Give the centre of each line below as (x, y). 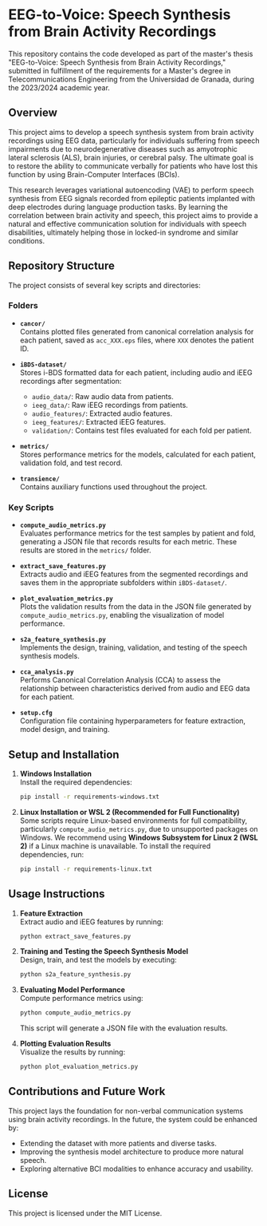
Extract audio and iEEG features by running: (91, 921)
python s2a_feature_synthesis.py (75, 975)
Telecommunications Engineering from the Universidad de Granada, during (132, 79)
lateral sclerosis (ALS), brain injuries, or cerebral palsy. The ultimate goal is (131, 157)
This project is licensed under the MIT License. (85, 1213)
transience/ (39, 479)
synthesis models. (49, 656)
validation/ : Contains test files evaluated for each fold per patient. (142, 430)
